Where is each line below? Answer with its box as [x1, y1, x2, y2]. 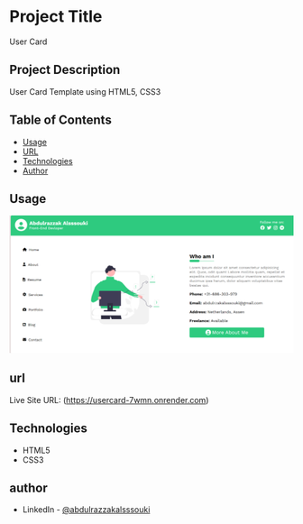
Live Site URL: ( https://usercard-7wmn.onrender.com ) [9, 394, 209, 405]
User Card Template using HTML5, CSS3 [9, 86, 161, 97]
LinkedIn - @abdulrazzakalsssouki [22, 504, 151, 515]
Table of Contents [9, 113, 113, 128]
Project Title [9, 6, 103, 27]
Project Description [9, 62, 121, 78]
